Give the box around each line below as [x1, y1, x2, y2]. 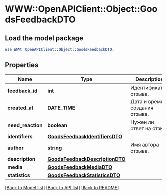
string [47, 144, 62, 151]
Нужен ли [130, 118, 154, 125]
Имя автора [130, 141, 159, 148]
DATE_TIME [47, 104, 76, 111]
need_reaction [7, 122, 43, 129]
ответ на [130, 125, 151, 132]
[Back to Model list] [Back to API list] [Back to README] [5, 184, 119, 190]
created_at [7, 104, 34, 111]
